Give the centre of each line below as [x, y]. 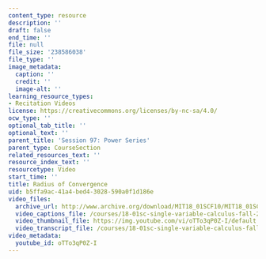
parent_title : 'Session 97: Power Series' [79, 140]
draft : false [30, 30]
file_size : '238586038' [47, 52]
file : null [26, 45]
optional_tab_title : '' [47, 126]
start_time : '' [33, 177]
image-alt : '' [38, 89]
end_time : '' [30, 38]
